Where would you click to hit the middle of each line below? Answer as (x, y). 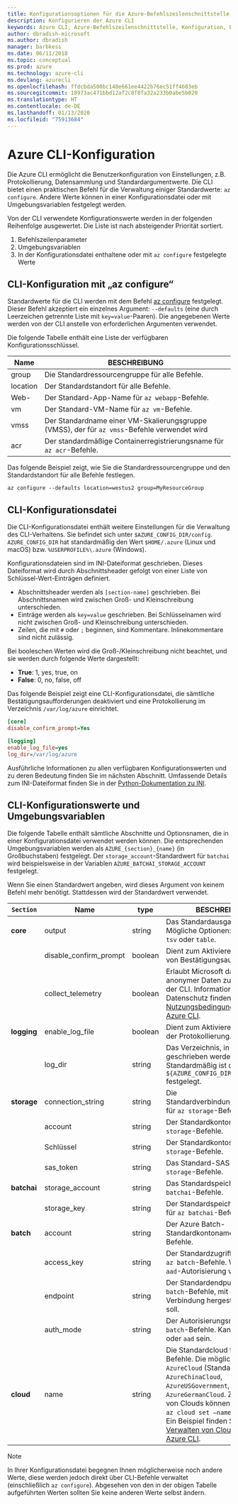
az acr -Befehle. (71, 450)
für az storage (190, 1111)
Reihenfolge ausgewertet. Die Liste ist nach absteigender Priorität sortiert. (115, 226)
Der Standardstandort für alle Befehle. (108, 386)
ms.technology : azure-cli (45, 73)
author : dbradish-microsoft (49, 34)
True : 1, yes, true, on (47, 673)
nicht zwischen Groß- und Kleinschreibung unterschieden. (103, 622)
